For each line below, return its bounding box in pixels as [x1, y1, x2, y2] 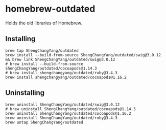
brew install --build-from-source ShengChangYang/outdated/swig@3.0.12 [5, 52, 161, 57]
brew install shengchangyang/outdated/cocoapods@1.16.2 [5, 75, 127, 80]
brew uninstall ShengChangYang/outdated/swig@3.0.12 [5, 102, 120, 107]
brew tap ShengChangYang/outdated [5, 48, 79, 53]
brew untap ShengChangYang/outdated [5, 120, 83, 125]
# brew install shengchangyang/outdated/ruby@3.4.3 [5, 70, 117, 75]
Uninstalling [5, 88, 45, 97]
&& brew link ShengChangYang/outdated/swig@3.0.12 [5, 57, 115, 62]
